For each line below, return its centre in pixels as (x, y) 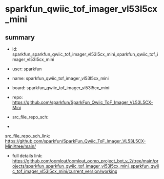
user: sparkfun (27, 69)
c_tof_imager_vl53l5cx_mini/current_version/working (65, 171)
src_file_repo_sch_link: (28, 136)
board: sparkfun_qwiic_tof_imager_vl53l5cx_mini (61, 88)
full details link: (27, 156)
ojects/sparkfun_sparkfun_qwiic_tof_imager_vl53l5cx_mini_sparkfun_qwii (85, 166)
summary (20, 37)
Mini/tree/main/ (20, 146)
